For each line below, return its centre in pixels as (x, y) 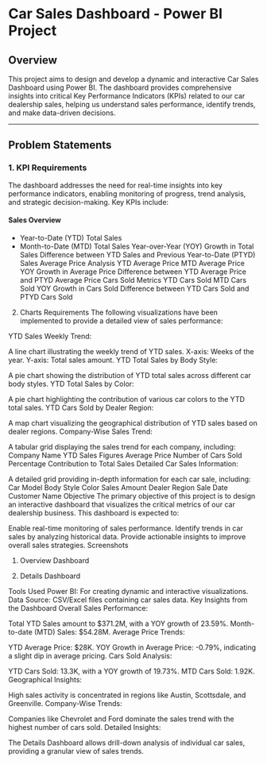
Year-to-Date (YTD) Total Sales (71, 237)
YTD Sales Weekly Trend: (50, 336)
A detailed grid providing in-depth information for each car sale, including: (130, 479)
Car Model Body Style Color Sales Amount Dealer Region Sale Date (118, 487)
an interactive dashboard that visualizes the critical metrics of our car (122, 504)
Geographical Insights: (45, 679)
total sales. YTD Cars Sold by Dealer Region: (81, 407)
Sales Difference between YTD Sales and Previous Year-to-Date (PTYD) (137, 254)
